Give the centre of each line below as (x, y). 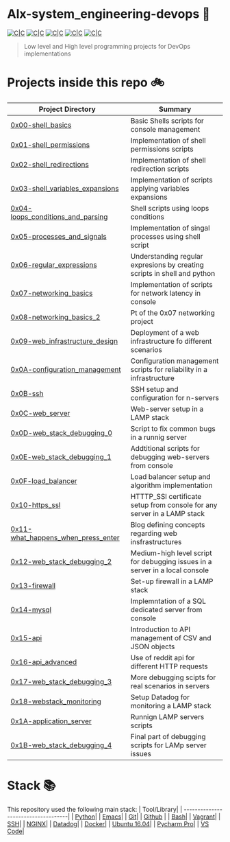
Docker (95, 823)
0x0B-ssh (27, 393)
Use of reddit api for (163, 657)
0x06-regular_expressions (54, 265)
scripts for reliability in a (169, 369)
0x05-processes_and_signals (59, 236)
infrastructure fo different (171, 341)
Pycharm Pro (175, 823)
